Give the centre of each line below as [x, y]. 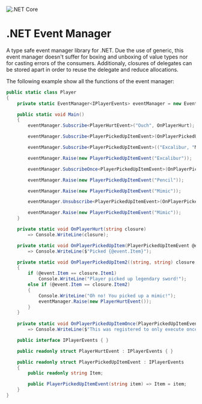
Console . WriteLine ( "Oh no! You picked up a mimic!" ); [107, 295]
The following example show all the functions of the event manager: [90, 81]
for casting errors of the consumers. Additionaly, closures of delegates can [99, 63]
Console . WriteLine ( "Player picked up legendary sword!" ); [112, 279]
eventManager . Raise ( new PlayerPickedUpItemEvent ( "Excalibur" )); [110, 158]
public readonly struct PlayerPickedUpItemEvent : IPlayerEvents [101, 362]
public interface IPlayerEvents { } [63, 340]
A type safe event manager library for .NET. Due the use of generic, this [95, 50]
